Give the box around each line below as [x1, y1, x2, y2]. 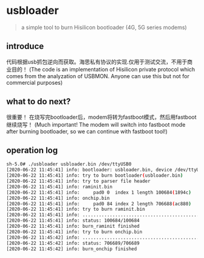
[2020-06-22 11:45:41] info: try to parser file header [6, 178, 151, 184]
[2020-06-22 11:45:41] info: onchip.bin [6, 195, 110, 201]
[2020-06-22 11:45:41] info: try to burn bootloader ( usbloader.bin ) [6, 173, 183, 179]
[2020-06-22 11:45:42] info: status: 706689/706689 [6, 240, 140, 246]
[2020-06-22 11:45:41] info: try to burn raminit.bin [6, 207, 146, 213]
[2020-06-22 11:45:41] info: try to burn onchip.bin [6, 228, 143, 235]
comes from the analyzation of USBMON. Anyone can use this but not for [6, 72, 189, 79]
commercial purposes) [6, 79, 63, 86]
